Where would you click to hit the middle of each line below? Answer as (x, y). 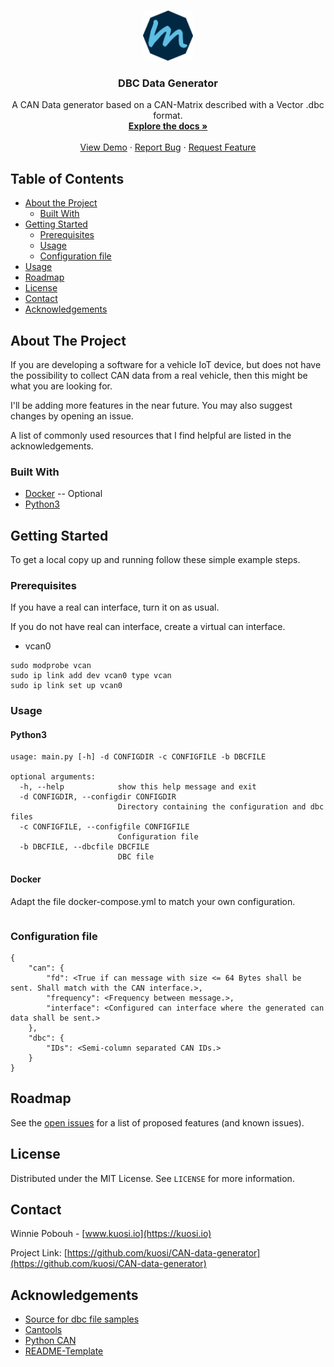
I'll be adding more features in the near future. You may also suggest (151, 405)
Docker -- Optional (63, 494)
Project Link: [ (39, 1253)
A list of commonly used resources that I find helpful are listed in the (151, 435)
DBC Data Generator (168, 83)
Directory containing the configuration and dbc (221, 807)
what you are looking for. (61, 386)
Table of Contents (67, 178)
